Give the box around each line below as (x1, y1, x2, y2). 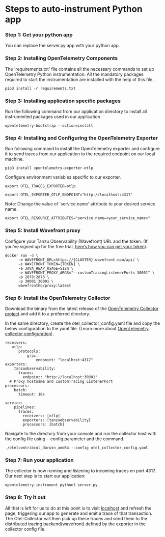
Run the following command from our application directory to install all (5, 109, 147, 114)
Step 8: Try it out (5, 494, 46, 501)
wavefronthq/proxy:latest (18, 283, 71, 288)
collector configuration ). (5, 331, 54, 337)
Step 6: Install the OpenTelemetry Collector (5, 294, 110, 301)
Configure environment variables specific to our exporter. (5, 174, 121, 180)
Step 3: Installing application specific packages (5, 97, 121, 104)
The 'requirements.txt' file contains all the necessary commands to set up (5, 66, 154, 72)
